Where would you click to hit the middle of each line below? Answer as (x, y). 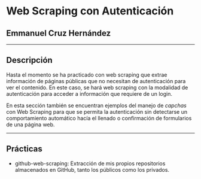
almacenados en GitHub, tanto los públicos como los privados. (92, 169)
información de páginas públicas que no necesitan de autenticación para (96, 81)
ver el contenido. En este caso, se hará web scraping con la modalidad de (97, 87)
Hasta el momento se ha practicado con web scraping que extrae (87, 75)
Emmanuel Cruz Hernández (59, 33)
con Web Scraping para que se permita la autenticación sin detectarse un (97, 111)
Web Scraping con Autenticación (90, 11)
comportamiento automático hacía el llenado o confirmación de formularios (99, 118)
